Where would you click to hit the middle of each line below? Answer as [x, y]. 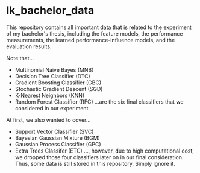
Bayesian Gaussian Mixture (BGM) [58, 138]
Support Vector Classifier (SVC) [54, 131]
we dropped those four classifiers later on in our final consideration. [99, 157]
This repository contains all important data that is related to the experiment [99, 27]
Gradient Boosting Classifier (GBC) [58, 83]
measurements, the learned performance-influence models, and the [91, 40]
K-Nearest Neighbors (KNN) [50, 95]
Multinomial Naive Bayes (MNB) [54, 69]
